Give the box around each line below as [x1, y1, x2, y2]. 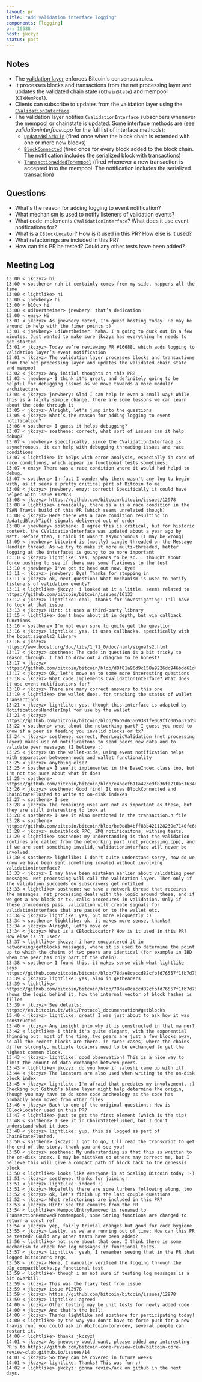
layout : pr [6, 8, 34, 15]
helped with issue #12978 [6, 491, 71, 498]
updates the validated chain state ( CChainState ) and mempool [14, 88, 168, 95]
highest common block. [6, 1049, 63, 1055]
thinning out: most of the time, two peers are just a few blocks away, [6, 1034, 192, 1040]
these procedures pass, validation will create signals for [6, 902, 161, 908]
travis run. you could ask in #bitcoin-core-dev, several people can [6, 1323, 185, 1329]
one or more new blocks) [23, 139, 86, 146]
